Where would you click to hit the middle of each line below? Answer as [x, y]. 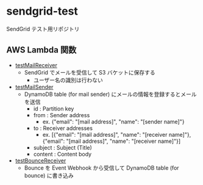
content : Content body [62, 154]
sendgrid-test [42, 11]
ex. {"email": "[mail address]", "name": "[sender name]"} [113, 122]
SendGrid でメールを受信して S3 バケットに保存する [90, 72]
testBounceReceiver [41, 161]
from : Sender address [62, 115]
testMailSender [34, 87]
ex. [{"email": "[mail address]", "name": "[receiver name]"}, [117, 134]
